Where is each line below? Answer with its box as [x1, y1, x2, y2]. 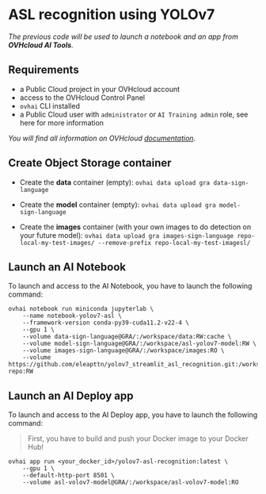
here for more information [19, 117, 104, 128]
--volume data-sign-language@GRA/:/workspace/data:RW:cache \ [22, 333, 232, 341]
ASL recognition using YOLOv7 [8, 6, 215, 24]
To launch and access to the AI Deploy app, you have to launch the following [8, 410, 258, 419]
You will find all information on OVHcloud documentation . [8, 133, 196, 143]
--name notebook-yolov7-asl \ [22, 312, 123, 320]
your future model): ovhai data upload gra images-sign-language [19, 230, 234, 239]
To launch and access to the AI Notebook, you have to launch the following [8, 281, 253, 291]
